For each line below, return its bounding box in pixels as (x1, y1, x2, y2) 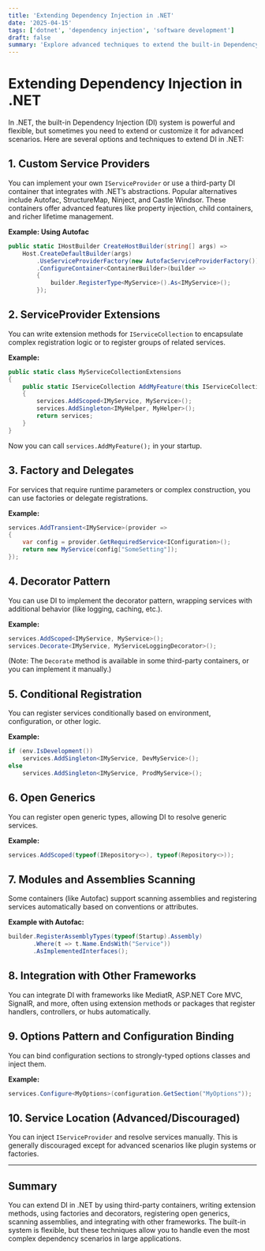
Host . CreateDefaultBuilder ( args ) (22, 249, 132, 257)
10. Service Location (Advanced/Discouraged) (8, 1111, 241, 1125)
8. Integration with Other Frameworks (8, 969, 196, 983)
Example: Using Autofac (8, 226, 89, 237)
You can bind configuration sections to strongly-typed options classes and (8, 1051, 251, 1060)
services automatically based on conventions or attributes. (8, 902, 199, 912)
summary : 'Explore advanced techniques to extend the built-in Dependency (8, 41, 259, 49)
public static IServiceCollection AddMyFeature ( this (22, 383, 200, 390)
